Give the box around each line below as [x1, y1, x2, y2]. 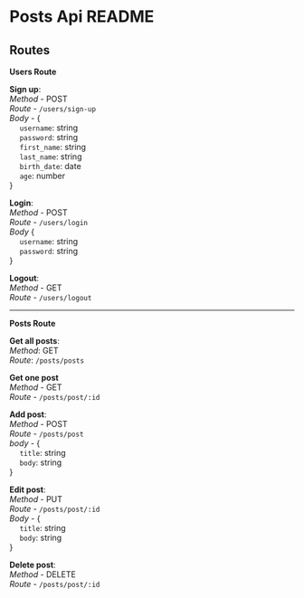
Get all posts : [9, 336, 61, 346]
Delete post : [9, 559, 56, 570]
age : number [19, 170, 66, 181]
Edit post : [9, 484, 46, 495]
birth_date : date [19, 161, 81, 171]
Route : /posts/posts [9, 355, 84, 365]
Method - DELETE [9, 569, 77, 580]
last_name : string [19, 151, 82, 162]
